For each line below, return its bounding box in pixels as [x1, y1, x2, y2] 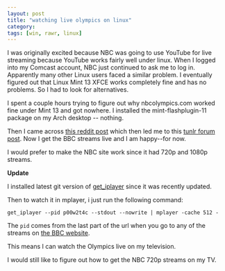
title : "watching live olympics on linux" [7, 17, 132, 24]
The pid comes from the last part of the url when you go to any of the [7, 222, 206, 230]
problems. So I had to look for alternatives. [7, 85, 129, 94]
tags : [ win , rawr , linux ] [7, 29, 82, 37]
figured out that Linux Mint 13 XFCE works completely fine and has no [7, 78, 207, 87]
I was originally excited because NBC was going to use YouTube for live [7, 49, 212, 57]
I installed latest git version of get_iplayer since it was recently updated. [7, 182, 212, 191]
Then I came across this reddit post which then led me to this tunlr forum [7, 127, 215, 135]
